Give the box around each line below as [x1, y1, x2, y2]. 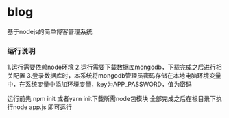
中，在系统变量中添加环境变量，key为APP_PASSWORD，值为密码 [7, 80, 192, 89]
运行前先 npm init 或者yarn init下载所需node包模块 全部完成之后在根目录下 [7, 95, 216, 103]
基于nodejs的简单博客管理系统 [7, 27, 93, 35]
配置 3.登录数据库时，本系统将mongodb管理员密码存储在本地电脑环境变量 [12, 72, 221, 80]
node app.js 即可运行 [12, 103, 73, 111]
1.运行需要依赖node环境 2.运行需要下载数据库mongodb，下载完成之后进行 [7, 63, 216, 72]
